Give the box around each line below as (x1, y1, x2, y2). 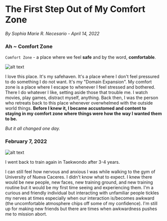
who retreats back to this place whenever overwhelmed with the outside (5, 100, 153, 106)
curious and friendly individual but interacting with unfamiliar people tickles (5, 190, 159, 196)
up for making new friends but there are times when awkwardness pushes (5, 206, 158, 212)
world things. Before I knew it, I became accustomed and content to (5, 106, 147, 111)
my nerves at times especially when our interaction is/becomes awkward (5, 195, 155, 201)
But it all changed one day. (5, 125, 61, 131)
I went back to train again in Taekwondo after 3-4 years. (5, 159, 120, 165)
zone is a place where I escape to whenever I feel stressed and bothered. (5, 84, 156, 90)
